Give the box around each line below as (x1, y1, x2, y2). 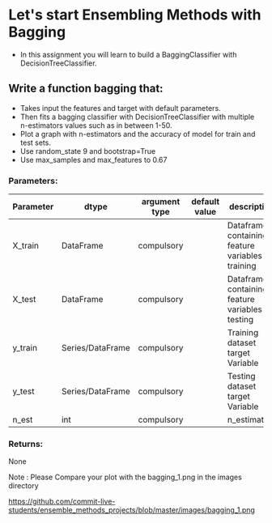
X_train (12, 240, 39, 252)
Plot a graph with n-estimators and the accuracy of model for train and (19, 129, 256, 138)
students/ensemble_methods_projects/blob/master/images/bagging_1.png (8, 505, 255, 515)
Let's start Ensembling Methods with (8, 6, 261, 24)
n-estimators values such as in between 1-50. (19, 120, 172, 130)
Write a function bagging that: (8, 82, 164, 96)
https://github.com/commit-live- (8, 496, 116, 507)
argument (141, 196, 181, 207)
